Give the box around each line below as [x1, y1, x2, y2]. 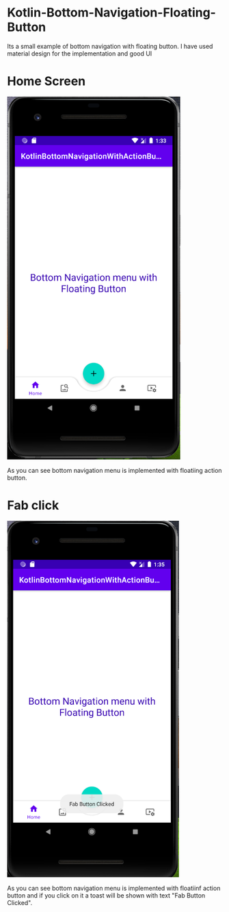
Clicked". [7, 898, 33, 907]
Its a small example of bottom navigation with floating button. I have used [7, 42, 213, 50]
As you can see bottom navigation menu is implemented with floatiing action [7, 466, 222, 474]
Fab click [7, 498, 59, 513]
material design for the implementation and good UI [7, 49, 152, 58]
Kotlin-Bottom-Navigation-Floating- [7, 5, 217, 21]
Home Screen [7, 73, 86, 89]
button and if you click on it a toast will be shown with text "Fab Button [7, 891, 206, 900]
